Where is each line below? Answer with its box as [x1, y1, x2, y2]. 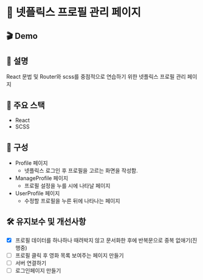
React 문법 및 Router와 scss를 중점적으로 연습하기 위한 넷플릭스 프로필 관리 [6, 73, 187, 81]
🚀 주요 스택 [6, 100, 46, 110]
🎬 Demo [6, 31, 38, 41]
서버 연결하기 [15, 259, 47, 267]
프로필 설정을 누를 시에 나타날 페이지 [24, 182, 111, 190]
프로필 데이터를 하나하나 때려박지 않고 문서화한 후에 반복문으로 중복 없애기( [15, 236, 193, 244]
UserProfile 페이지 [15, 190, 60, 197]
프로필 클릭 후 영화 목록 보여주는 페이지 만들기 [15, 252, 124, 259]
